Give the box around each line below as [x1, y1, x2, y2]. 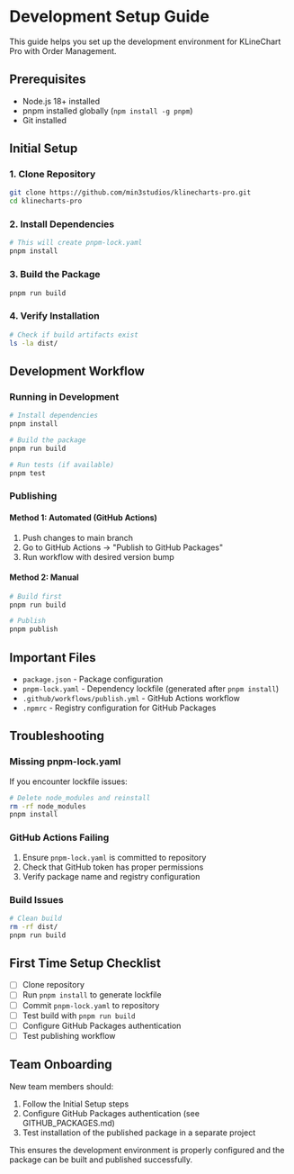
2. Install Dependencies [9, 218, 115, 230]
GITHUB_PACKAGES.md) [22, 1117, 115, 1128]
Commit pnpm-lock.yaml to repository [22, 999, 160, 1010]
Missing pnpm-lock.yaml [9, 755, 121, 768]
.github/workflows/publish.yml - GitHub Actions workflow [22, 693, 240, 704]
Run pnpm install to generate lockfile [22, 989, 162, 1000]
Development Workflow [9, 363, 146, 379]
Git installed [22, 114, 67, 125]
